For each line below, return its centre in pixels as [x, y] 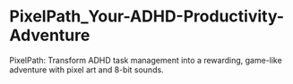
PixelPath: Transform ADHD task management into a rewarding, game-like [146, 60]
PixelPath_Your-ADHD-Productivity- [147, 17]
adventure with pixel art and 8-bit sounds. [86, 70]
